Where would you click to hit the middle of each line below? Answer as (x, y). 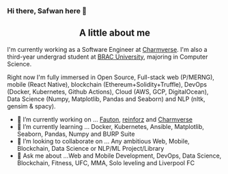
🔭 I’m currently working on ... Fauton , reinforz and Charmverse (105, 119)
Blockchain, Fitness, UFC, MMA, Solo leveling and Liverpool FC (106, 162)
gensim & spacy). (31, 106)
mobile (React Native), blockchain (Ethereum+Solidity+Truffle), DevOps (107, 84)
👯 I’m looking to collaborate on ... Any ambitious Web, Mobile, (103, 141)
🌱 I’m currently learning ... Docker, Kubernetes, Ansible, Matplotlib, (111, 126)
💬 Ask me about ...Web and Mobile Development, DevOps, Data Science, (119, 156)
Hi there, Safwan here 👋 (47, 11)
